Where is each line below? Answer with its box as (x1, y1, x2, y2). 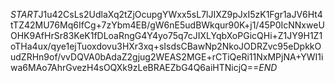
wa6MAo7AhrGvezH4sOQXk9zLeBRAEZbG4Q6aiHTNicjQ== (10, 62, 260, 73)
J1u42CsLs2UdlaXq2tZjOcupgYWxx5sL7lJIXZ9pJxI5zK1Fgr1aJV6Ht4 (38, 9, 323, 20)
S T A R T (10, 9, 39, 20)
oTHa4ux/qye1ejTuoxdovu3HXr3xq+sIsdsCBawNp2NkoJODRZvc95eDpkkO (10, 40, 322, 52)
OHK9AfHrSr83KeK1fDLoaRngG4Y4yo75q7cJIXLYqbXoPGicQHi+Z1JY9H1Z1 (10, 30, 323, 41)
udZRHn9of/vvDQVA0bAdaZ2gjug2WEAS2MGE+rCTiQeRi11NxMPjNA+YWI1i (10, 51, 324, 63)
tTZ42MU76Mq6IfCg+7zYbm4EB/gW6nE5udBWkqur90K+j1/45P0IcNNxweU (10, 19, 325, 31)
